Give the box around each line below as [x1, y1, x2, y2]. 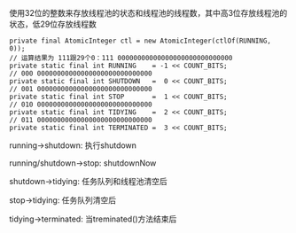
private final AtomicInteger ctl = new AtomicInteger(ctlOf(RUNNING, [9, 36, 272, 45]
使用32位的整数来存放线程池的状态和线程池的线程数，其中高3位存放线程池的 [9, 8, 288, 18]
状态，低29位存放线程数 [9, 19, 97, 29]
